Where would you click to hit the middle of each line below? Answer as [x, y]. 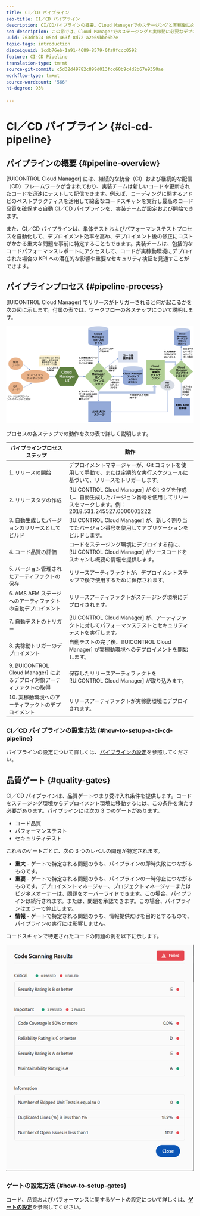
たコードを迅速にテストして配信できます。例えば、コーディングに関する [94, 194]
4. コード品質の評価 [33, 552]
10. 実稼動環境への [32, 697]
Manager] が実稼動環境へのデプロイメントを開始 [129, 650]
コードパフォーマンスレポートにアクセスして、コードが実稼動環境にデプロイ [100, 251]
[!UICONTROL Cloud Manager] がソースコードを [128, 552]
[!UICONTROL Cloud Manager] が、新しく [120, 520]
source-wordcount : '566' [37, 82]
